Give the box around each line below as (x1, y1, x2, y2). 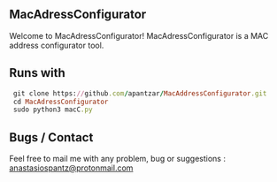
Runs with (9, 65, 66, 80)
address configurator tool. (9, 40, 104, 50)
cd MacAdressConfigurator (12, 97, 109, 106)
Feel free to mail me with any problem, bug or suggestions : (9, 154, 226, 164)
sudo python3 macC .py (12, 105, 93, 114)
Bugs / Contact (9, 130, 94, 145)
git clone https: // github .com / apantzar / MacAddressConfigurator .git (12, 88, 267, 98)
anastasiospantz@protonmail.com (9, 163, 134, 173)
